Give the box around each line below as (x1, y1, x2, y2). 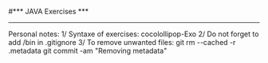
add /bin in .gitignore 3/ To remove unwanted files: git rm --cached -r (8, 38, 236, 46)
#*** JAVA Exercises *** (8, 7, 89, 16)
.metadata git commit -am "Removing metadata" (8, 46, 167, 55)
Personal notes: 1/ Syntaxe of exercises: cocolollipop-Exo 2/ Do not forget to (8, 29, 259, 39)
